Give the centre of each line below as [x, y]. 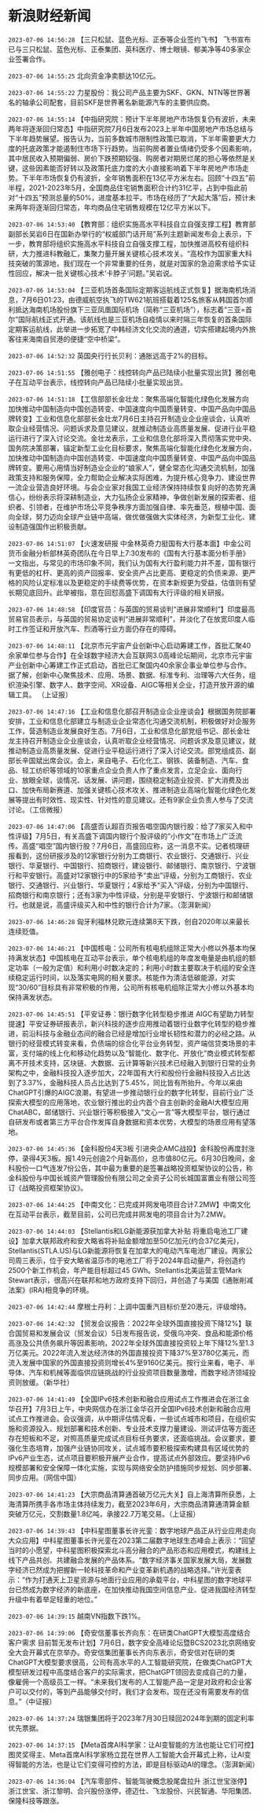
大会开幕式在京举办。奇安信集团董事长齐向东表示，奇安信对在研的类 [125, 1652]
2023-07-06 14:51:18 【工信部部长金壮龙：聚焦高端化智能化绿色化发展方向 [128, 398]
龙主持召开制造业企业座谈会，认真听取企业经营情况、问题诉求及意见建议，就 [132, 740]
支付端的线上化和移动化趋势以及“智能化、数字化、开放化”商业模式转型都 [138, 1053]
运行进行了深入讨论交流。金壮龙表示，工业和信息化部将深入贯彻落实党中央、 [132, 438]
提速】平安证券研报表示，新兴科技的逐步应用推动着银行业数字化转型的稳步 [128, 1023]
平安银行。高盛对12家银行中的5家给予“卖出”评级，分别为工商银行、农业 [137, 875]
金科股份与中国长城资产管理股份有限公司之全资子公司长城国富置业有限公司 [128, 1178]
